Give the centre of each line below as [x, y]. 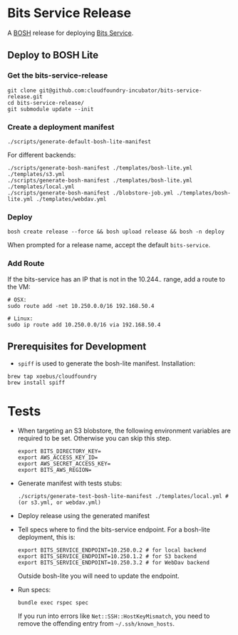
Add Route [26, 264]
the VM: [19, 286]
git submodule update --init [51, 109]
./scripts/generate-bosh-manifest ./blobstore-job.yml [90, 193]
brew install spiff [36, 383]
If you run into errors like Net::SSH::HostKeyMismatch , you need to [114, 616]
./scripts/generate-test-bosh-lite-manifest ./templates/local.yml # [123, 497]
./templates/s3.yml [36, 174]
